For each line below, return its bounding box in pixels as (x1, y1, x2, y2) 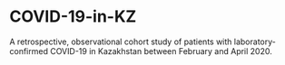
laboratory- (233, 36, 277, 47)
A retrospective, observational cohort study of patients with (9, 36, 232, 47)
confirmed (9, 45, 48, 56)
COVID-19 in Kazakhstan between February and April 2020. (49, 45, 272, 56)
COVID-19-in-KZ (9, 6, 137, 27)
